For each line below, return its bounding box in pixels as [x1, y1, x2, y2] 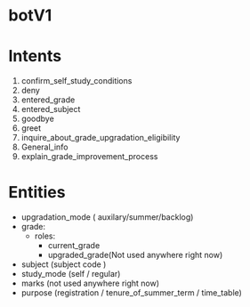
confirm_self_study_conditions [20, 76, 133, 86]
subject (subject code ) [20, 259, 107, 270]
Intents [8, 46, 62, 67]
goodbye [20, 113, 54, 125]
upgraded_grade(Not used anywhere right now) [47, 250, 223, 261]
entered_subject [20, 104, 81, 115]
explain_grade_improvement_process [20, 151, 158, 162]
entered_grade [20, 94, 76, 105]
